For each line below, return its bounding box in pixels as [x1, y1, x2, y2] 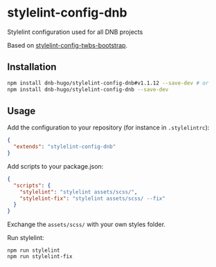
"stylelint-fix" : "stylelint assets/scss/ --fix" [19, 195, 166, 202]
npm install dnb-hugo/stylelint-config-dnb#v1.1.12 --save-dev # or [7, 80, 209, 86]
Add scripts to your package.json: [7, 162, 104, 170]
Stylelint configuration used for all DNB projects [7, 28, 143, 36]
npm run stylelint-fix [7, 253, 73, 260]
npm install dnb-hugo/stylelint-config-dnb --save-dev [7, 86, 169, 93]
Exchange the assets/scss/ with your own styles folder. [7, 220, 166, 229]
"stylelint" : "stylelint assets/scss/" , [19, 188, 138, 195]
